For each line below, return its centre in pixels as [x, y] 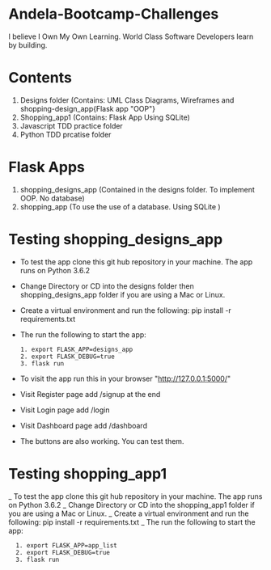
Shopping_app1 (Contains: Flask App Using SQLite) [105, 117]
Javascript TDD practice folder [71, 125]
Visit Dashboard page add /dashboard [84, 425]
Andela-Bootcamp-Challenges [114, 14]
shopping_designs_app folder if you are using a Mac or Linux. [123, 294]
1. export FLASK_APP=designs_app [76, 349]
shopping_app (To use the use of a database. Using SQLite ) [120, 206]
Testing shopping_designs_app [116, 239]
